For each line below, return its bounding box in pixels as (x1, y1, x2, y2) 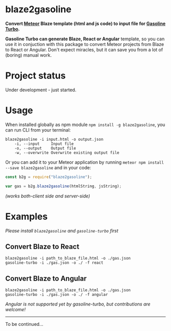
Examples (5, 211, 48, 222)
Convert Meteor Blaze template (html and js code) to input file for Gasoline (5, 20, 166, 27)
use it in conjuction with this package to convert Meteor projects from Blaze (5, 41, 164, 47)
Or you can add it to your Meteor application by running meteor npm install (5, 159, 164, 165)
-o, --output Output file (14, 145, 76, 151)
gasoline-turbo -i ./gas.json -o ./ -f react (5, 260, 103, 266)
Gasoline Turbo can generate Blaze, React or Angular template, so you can (5, 36, 165, 42)
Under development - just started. (5, 87, 76, 93)
